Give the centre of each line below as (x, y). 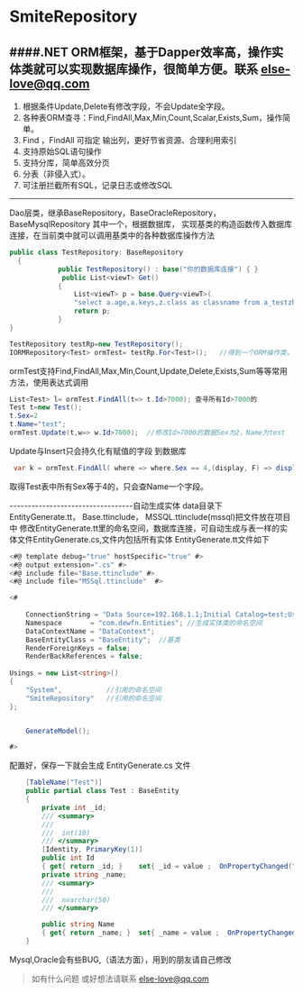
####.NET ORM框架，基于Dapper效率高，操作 (141, 52)
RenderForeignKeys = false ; (78, 648)
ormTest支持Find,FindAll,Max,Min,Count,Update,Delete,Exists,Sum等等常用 (149, 370)
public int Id (68, 858)
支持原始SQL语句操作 (62, 151)
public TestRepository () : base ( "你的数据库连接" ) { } (158, 269)
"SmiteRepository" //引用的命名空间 (94, 698)
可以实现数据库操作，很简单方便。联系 (151, 69)
